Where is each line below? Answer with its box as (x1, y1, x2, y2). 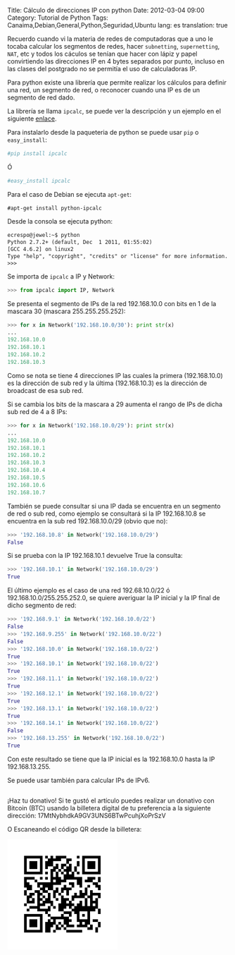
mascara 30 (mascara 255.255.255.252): (7, 307, 126, 315)
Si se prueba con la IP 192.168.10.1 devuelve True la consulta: (7, 552, 183, 560)
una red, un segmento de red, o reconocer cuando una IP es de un (7, 86, 201, 94)
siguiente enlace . (7, 114, 57, 123)
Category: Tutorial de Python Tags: (7, 13, 109, 22)
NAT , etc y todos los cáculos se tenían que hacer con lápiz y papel (7, 49, 198, 58)
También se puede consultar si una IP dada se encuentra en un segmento (7, 501, 221, 510)
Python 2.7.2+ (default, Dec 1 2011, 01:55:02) (7, 238, 153, 245)
